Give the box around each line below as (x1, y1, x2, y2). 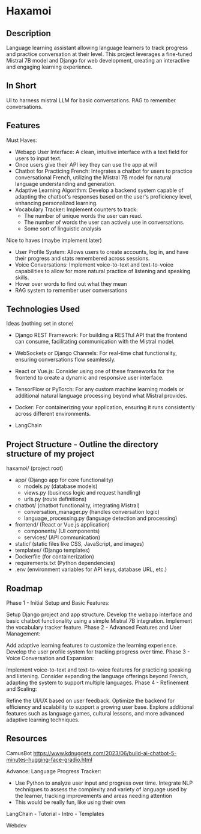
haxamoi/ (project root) (6, 465, 64, 472)
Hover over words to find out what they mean (14, 280, 127, 287)
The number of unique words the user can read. (23, 212, 143, 219)
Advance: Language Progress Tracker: (6, 767, 101, 774)
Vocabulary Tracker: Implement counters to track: (14, 206, 138, 213)
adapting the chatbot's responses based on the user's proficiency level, (14, 193, 193, 200)
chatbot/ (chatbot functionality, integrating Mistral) (14, 502, 140, 509)
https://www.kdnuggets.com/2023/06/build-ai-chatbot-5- (33, 749, 177, 756)
